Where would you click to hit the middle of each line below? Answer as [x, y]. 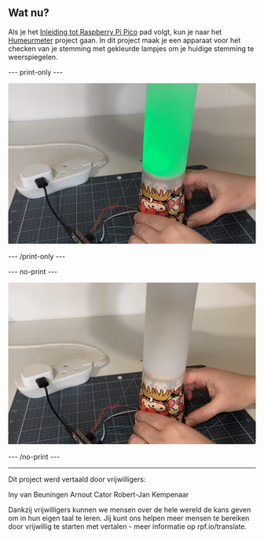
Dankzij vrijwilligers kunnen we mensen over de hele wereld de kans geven [130, 510]
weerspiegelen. [33, 57]
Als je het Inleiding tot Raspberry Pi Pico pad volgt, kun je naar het [115, 31]
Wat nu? [29, 13]
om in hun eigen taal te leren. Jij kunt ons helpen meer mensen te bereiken [129, 519]
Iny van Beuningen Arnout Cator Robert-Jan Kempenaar [99, 495]
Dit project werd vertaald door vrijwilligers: [77, 479]
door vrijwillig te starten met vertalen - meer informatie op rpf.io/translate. [128, 526]
